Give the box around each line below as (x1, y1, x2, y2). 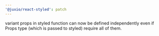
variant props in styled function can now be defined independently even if (5, 20, 154, 26)
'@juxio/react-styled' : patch (5, 7, 67, 12)
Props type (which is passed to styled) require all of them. (5, 25, 122, 31)
